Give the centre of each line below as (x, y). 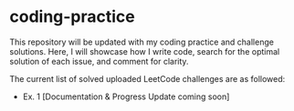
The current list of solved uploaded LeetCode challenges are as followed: (147, 78)
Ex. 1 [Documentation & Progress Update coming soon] (126, 96)
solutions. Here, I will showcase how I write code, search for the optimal (145, 51)
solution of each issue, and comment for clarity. (99, 61)
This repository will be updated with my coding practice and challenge (142, 42)
